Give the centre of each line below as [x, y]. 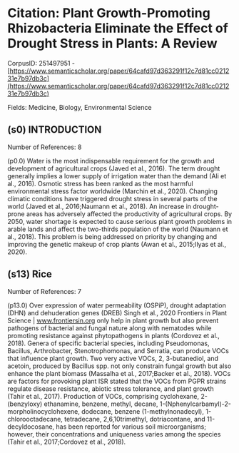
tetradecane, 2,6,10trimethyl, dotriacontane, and [134, 419]
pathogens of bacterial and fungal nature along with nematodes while [110, 328]
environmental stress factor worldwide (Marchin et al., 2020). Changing [112, 191]
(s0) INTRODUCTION [55, 130]
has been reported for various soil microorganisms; [131, 427]
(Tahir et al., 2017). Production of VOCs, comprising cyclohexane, [103, 396]
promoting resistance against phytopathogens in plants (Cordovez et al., [113, 335]
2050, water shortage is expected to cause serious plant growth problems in [119, 221]
